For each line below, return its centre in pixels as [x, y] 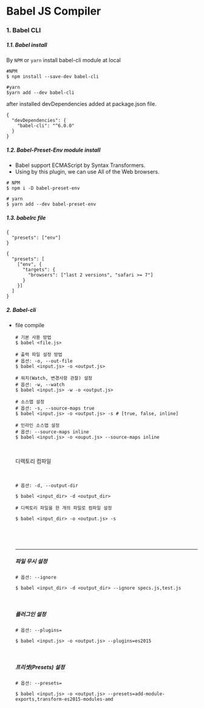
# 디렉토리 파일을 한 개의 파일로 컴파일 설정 [63, 508]
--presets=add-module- [136, 694]
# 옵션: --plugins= [38, 630]
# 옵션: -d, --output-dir [46, 486]
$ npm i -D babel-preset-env [43, 188]
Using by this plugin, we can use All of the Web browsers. [87, 172]
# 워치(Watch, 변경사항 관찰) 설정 [54, 378]
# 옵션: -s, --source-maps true [55, 408]
